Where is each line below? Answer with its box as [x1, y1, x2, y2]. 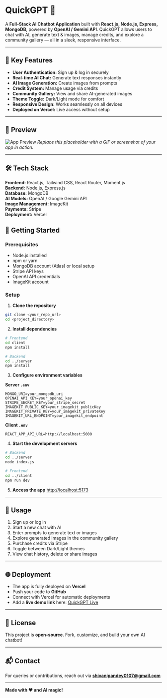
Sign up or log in [12, 519, 46, 525]
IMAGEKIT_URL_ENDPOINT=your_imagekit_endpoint [5, 413, 103, 418]
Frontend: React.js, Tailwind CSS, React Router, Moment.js [5, 180, 125, 186]
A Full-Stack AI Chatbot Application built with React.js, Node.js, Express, [5, 21, 158, 27]
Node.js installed [12, 252, 47, 259]
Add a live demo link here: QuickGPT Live [12, 599, 98, 606]
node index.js [5, 459, 35, 465]
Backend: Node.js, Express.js [5, 185, 66, 191]
